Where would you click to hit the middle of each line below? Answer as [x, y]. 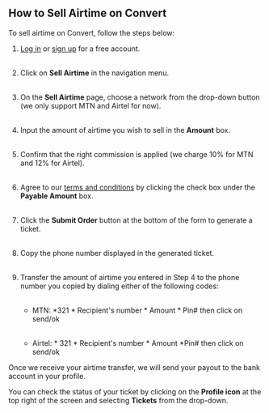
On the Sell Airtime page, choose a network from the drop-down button [140, 97]
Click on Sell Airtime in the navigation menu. [95, 73]
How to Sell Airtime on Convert [88, 13]
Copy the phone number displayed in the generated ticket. [117, 253]
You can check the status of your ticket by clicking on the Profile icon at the [135, 391]
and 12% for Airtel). [52, 163]
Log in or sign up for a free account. [80, 49]
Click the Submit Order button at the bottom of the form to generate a [136, 220]
